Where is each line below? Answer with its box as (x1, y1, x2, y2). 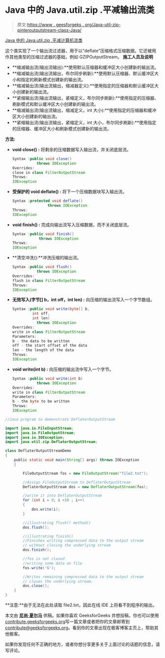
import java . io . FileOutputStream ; (5, 430, 76, 435)
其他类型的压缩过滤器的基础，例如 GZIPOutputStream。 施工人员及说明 (9, 54, 153, 59)
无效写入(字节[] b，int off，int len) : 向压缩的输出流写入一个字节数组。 (12, 297, 155, 302)
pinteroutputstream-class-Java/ (17, 27, 82, 33)
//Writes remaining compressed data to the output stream (23, 574, 144, 579)
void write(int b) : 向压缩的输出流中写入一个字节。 (12, 366, 114, 372)
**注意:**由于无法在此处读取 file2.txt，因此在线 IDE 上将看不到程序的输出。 (5, 602, 157, 608)
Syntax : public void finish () (12, 231, 75, 236)
